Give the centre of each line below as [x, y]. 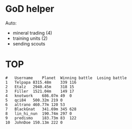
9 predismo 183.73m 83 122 [41, 118]
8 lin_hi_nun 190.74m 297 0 [39, 113]
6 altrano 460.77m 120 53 [35, 105]
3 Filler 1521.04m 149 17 [40, 91]
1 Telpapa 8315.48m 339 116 [41, 82]
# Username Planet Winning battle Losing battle [66, 78]
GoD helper [30, 9]
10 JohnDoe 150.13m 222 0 [34, 122]
